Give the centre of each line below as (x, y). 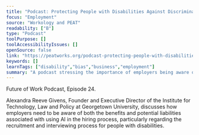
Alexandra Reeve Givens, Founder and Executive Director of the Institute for (98, 101)
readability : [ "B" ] (30, 28)
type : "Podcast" (26, 34)
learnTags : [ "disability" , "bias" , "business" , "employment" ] (81, 67)
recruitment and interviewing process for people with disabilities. (85, 126)
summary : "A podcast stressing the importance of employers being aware (98, 72)
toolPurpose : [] (26, 39)
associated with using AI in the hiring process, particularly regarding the (94, 120)
